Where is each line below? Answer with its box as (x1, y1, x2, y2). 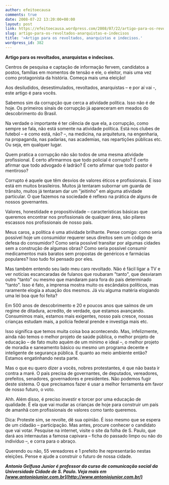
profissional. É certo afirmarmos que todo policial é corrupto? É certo (5, 157, 148, 163)
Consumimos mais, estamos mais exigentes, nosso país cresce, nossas (5, 313, 153, 319)
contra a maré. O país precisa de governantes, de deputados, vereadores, (5, 370, 158, 376)
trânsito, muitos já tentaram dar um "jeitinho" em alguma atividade (5, 188, 142, 194)
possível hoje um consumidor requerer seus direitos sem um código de (5, 234, 152, 240)
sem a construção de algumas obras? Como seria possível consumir (5, 245, 147, 251)
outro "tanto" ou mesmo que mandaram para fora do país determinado (5, 276, 152, 282)
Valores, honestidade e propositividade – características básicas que (5, 208, 148, 215)
